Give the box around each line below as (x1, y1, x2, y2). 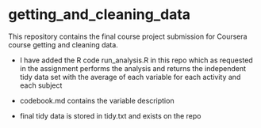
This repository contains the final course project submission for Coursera (8, 32, 248, 41)
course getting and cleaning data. (8, 40, 119, 49)
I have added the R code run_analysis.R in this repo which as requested (19, 55, 254, 65)
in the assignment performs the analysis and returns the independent (19, 63, 247, 73)
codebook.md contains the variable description (19, 96, 175, 105)
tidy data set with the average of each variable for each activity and (19, 72, 241, 81)
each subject (19, 81, 63, 90)
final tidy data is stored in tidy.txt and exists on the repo (19, 111, 202, 120)
